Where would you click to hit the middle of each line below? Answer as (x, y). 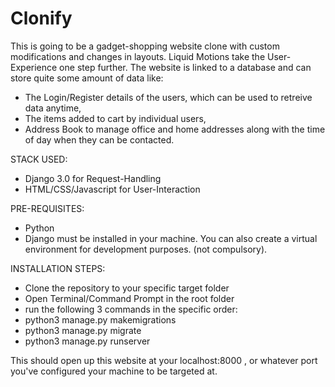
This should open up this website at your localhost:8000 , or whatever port (164, 360)
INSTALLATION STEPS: (58, 268)
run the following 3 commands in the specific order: (131, 309)
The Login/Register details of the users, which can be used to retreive (168, 97)
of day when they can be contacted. (99, 139)
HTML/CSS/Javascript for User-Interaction (112, 189)
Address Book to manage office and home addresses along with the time (175, 129)
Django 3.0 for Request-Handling (93, 178)
